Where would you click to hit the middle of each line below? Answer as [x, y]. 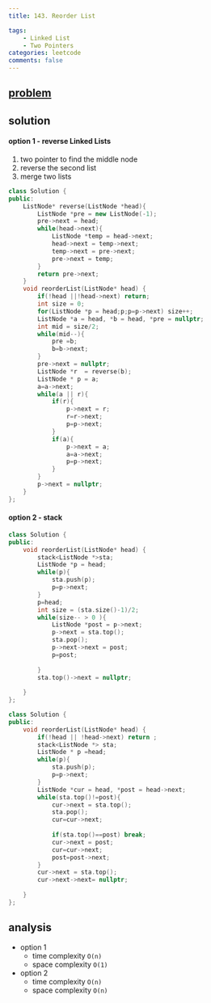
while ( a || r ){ [63, 394]
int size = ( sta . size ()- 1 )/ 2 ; [88, 610]
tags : [17, 30]
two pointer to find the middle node [79, 159]
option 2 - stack [36, 517]
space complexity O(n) [70, 990]
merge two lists [46, 176]
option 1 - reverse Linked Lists [60, 141]
